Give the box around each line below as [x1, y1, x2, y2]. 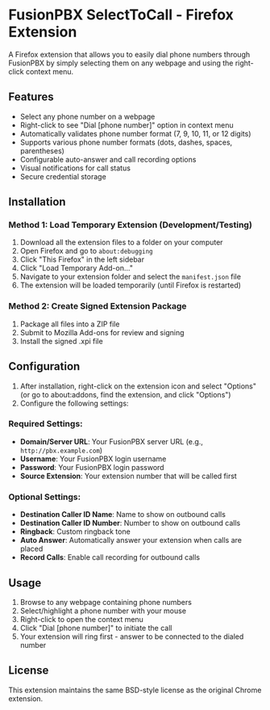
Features [8, 90, 54, 104]
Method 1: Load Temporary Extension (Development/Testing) [8, 220, 252, 231]
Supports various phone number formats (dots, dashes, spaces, [19, 137, 233, 147]
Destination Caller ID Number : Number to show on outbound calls [19, 519, 241, 528]
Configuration [8, 359, 81, 373]
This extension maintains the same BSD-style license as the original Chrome [8, 685, 262, 695]
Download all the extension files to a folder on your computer [19, 237, 223, 247]
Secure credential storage [19, 171, 106, 181]
